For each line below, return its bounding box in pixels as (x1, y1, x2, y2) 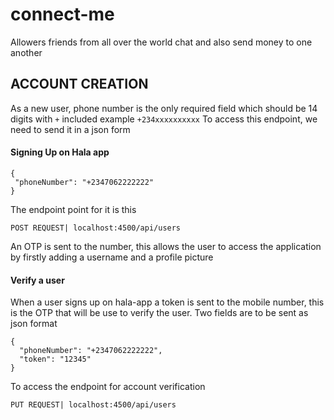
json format (10, 318, 58, 330)
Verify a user (10, 274, 65, 286)
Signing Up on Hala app (10, 146, 110, 158)
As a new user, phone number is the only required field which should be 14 (10, 102, 318, 114)
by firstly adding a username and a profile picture (10, 251, 214, 263)
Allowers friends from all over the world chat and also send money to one (10, 36, 313, 48)
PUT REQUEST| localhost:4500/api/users (10, 400, 177, 410)
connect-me (10, 3, 115, 26)
